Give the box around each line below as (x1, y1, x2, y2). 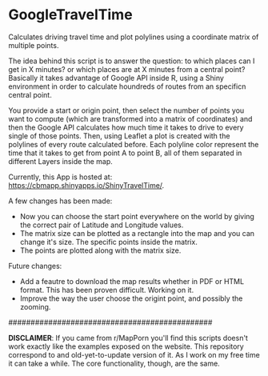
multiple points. (8, 40, 59, 50)
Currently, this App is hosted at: (8, 172, 113, 182)
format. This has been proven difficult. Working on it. (19, 285, 194, 294)
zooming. (19, 302, 51, 311)
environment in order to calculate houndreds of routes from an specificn (8, 82, 246, 91)
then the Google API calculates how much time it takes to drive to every (8, 122, 244, 132)
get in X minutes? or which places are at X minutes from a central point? (8, 64, 246, 74)
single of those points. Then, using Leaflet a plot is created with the (8, 130, 230, 141)
